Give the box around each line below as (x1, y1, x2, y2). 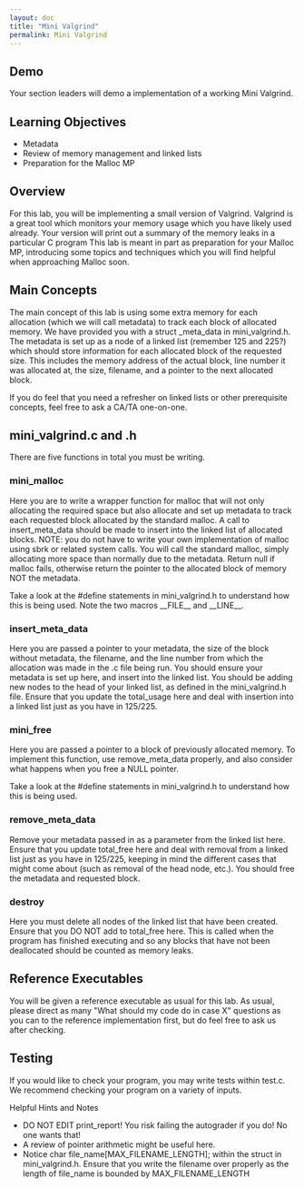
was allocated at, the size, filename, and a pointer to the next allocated (9, 364, 274, 375)
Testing (9, 1051, 54, 1066)
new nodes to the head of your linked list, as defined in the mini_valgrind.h (9, 682, 287, 693)
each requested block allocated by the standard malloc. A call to (9, 514, 250, 525)
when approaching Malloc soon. (9, 256, 130, 267)
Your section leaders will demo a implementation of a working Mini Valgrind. (9, 88, 293, 99)
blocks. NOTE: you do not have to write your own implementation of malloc (9, 533, 289, 545)
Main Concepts (9, 282, 98, 298)
